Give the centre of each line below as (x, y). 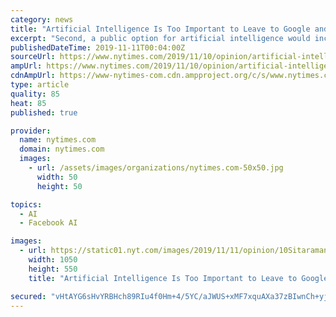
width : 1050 (53, 260)
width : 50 (57, 177)
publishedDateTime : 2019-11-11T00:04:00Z (98, 47)
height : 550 (53, 269)
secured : (28, 296)
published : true (44, 112)
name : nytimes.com (58, 140)
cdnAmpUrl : (33, 76)
